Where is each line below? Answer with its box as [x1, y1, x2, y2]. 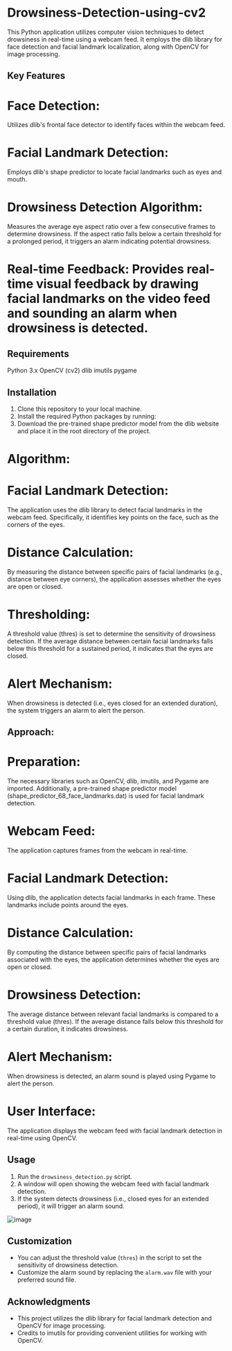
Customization [7, 1235, 73, 1247]
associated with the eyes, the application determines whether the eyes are [7, 955, 220, 964]
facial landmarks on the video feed [7, 291, 211, 306]
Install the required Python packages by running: [17, 412, 157, 420]
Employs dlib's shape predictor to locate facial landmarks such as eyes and [7, 168, 222, 176]
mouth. [7, 175, 28, 184]
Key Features [7, 70, 66, 82]
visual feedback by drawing [35, 276, 199, 292]
